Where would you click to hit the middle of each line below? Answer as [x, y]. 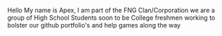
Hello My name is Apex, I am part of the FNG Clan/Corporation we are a [111, 10]
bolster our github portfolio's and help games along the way [94, 25]
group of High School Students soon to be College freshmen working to [111, 18]
